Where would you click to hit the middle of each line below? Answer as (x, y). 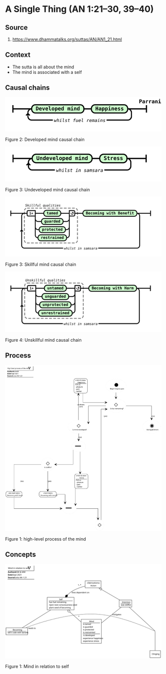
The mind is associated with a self (47, 72)
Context (18, 55)
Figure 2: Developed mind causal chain (45, 139)
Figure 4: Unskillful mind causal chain (43, 340)
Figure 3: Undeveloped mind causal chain (48, 190)
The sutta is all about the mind (43, 67)
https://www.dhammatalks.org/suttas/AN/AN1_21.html (67, 39)
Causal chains (28, 88)
